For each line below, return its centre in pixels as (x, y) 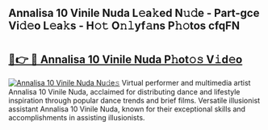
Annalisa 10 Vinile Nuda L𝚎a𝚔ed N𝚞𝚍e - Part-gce (134, 13)
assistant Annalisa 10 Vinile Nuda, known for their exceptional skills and (127, 109)
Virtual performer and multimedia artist (186, 83)
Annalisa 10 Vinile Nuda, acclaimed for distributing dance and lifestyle (124, 92)
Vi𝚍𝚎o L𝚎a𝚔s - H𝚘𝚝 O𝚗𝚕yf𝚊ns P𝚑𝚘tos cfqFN (124, 26)
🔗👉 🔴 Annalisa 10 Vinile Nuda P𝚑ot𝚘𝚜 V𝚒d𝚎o (126, 59)
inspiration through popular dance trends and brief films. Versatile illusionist (134, 101)
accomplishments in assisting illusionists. (77, 117)
